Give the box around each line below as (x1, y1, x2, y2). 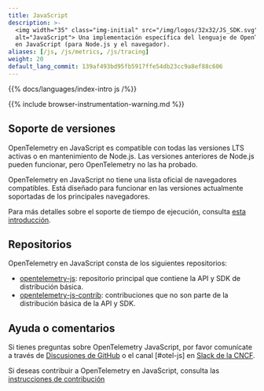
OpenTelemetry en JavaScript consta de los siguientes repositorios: (8, 258, 228, 268)
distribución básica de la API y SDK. (19, 299, 136, 309)
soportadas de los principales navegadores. (8, 192, 151, 201)
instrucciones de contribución (8, 375, 105, 384)
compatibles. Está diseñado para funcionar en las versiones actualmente (8, 183, 244, 192)
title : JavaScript (8, 11, 68, 20)
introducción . (8, 215, 51, 225)
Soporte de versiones (8, 122, 116, 136)
